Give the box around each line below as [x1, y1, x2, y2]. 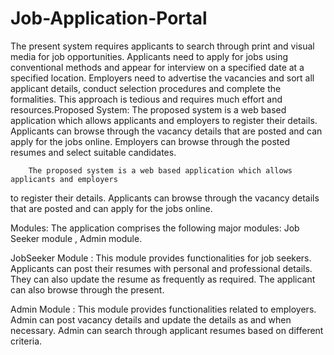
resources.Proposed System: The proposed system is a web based [10, 103, 287, 116]
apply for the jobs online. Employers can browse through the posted [10, 135, 291, 147]
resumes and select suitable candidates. [10, 146, 177, 158]
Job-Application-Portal [10, 7, 208, 30]
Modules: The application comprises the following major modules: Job [10, 222, 300, 234]
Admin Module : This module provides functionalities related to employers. [10, 303, 317, 315]
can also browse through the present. [10, 283, 165, 296]
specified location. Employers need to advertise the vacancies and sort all [10, 72, 315, 84]
